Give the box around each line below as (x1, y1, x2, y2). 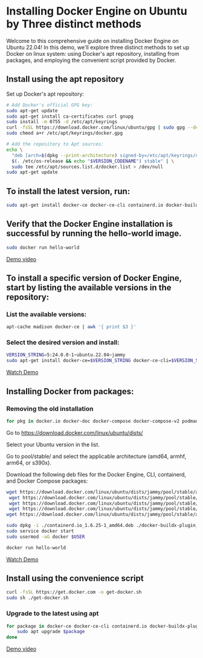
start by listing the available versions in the (6, 283, 172, 293)
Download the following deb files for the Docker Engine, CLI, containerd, (6, 471, 186, 478)
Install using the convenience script (6, 573, 144, 583)
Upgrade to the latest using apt (6, 609, 99, 618)
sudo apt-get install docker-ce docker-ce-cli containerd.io (6, 202, 164, 209)
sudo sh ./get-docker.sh (6, 595, 69, 601)
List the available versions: (6, 310, 87, 318)
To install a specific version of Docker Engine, (6, 273, 182, 283)
